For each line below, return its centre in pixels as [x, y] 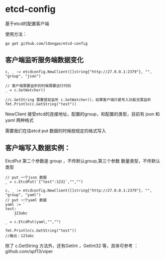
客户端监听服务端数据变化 [44, 60]
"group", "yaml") [23, 195]
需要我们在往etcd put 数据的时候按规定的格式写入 [56, 131]
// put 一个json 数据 [26, 177]
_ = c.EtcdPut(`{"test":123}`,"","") [44, 182]
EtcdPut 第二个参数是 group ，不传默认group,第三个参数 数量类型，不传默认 [83, 161]
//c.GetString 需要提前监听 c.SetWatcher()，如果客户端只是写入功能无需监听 [78, 100]
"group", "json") [23, 76]
